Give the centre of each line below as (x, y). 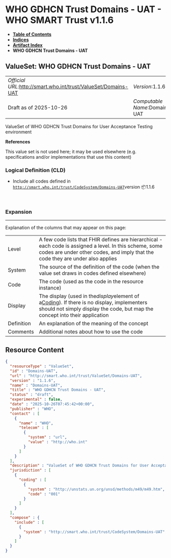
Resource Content (35, 350)
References (18, 141)
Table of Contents (32, 34)
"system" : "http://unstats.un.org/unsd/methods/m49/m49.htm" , (96, 489)
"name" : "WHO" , (36, 423)
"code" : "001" (44, 494)
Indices (21, 40)
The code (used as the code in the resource (91, 282)
